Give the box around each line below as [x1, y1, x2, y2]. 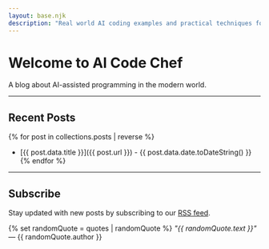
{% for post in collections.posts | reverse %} [8, 132, 155, 142]
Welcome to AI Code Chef [8, 54, 183, 72]
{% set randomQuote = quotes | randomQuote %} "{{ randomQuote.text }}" [8, 223, 258, 233]
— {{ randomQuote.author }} [8, 232, 102, 242]
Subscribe [8, 187, 62, 200]
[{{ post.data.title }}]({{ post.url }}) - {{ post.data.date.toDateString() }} [19, 147, 252, 157]
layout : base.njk [8, 11, 66, 20]
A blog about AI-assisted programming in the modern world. [8, 80, 207, 90]
